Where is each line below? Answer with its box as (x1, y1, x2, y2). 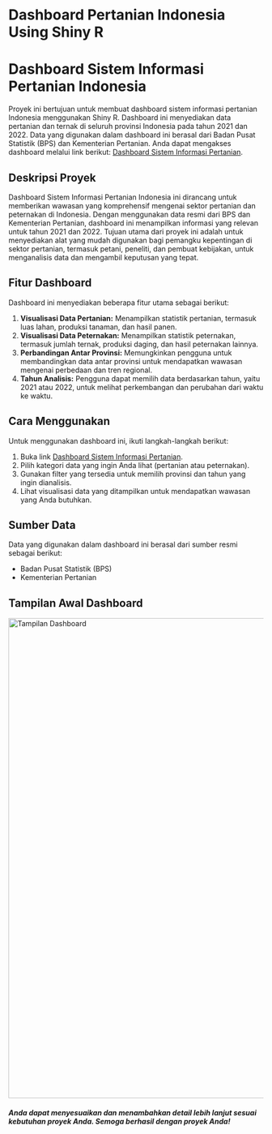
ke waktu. (19, 391, 53, 401)
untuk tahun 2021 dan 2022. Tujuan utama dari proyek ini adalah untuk (8, 226, 244, 236)
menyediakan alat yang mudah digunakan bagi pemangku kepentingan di (8, 235, 253, 245)
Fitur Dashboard (8, 276, 92, 290)
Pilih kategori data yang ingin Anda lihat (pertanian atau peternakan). (19, 460, 249, 470)
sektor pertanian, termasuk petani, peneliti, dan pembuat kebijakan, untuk (8, 243, 254, 253)
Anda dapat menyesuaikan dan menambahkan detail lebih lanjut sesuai (8, 1107, 257, 1117)
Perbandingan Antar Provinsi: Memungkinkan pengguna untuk (19, 347, 232, 358)
